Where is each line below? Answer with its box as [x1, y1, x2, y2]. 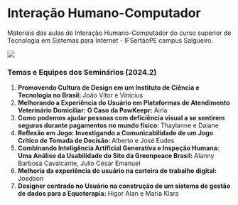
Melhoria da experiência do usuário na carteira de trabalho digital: [17, 167, 217, 175]
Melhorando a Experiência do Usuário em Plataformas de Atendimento [17, 98, 230, 107]
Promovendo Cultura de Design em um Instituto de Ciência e [17, 83, 200, 92]
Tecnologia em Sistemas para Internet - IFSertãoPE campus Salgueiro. [7, 36, 214, 44]
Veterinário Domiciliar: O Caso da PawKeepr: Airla [17, 106, 168, 115]
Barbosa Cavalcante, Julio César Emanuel [17, 159, 141, 168]
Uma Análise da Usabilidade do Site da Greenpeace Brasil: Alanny [17, 152, 215, 160]
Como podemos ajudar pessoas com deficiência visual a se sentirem [17, 114, 225, 122]
